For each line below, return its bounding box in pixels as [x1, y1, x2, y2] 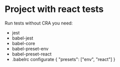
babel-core [12, 40, 36, 46]
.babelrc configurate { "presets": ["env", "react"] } [12, 56, 116, 62]
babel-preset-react [12, 51, 52, 57]
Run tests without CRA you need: [5, 20, 73, 26]
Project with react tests [5, 3, 104, 15]
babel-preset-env [12, 45, 49, 51]
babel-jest [12, 35, 34, 41]
